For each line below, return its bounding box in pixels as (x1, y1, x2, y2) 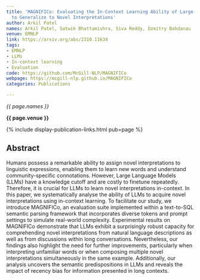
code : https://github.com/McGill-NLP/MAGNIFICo (6, 70, 127, 76)
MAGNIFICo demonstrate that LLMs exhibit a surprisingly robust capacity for (6, 223, 195, 230)
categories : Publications (6, 81, 70, 87)
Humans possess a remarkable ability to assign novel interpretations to (6, 159, 181, 166)
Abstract (6, 143, 40, 153)
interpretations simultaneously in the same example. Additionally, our (6, 254, 176, 261)
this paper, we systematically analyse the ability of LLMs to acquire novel (6, 191, 186, 198)
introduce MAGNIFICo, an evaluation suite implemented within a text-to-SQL (6, 203, 194, 211)
